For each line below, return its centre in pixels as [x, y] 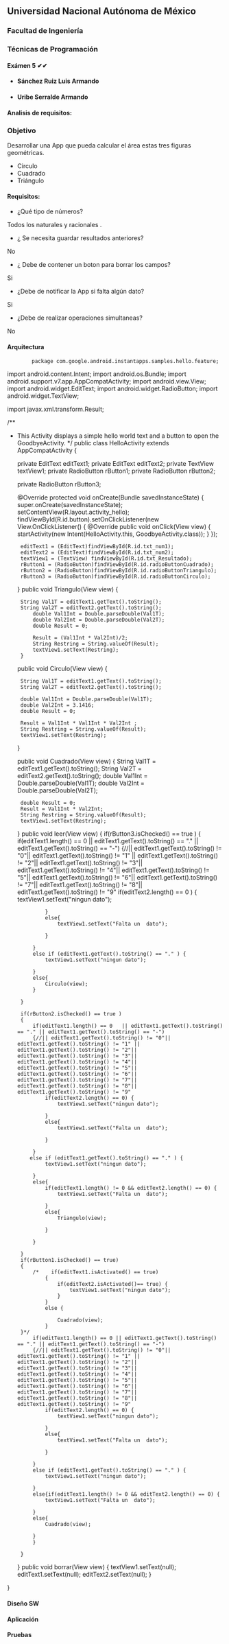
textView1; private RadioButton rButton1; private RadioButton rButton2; [116, 471]
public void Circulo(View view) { [62, 669]
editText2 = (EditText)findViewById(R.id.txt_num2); [97, 553]
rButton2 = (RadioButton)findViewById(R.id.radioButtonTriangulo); [119, 571]
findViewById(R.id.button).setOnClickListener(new [88, 519]
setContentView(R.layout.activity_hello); [73, 512]
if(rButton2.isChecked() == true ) [71, 1014]
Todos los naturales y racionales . [55, 225]
